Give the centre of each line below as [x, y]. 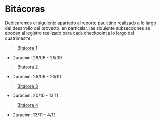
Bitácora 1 [27, 48]
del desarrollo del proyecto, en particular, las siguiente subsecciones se [78, 28]
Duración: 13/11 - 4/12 [34, 115]
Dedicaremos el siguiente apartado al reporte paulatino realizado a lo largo [80, 23]
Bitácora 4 [27, 105]
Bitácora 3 [27, 86]
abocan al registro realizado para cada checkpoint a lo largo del [69, 33]
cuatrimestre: [19, 38]
